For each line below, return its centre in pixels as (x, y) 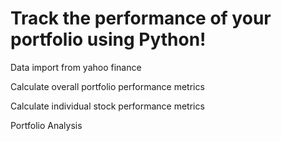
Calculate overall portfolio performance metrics (107, 86)
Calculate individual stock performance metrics (107, 106)
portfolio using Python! (108, 39)
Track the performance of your (141, 18)
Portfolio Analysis (46, 125)
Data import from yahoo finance (76, 67)
